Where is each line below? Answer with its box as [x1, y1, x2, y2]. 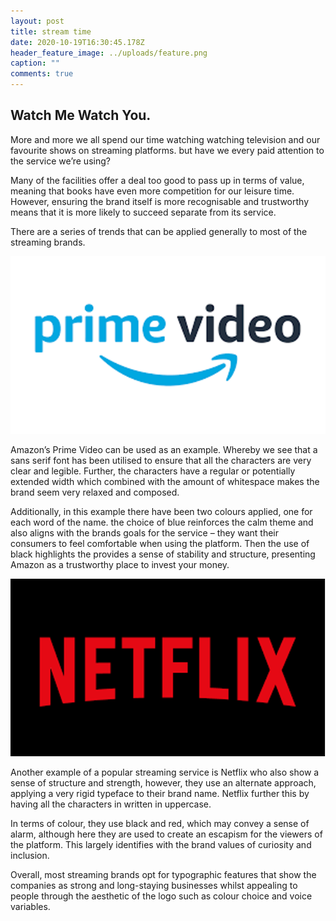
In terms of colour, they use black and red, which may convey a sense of [10, 817, 310, 829]
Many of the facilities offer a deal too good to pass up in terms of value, [10, 174, 305, 186]
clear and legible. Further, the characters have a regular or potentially [10, 465, 296, 477]
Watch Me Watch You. [10, 107, 152, 124]
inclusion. [10, 849, 50, 861]
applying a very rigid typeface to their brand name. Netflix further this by [10, 787, 310, 799]
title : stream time [10, 26, 92, 37]
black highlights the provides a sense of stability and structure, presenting [10, 548, 316, 560]
